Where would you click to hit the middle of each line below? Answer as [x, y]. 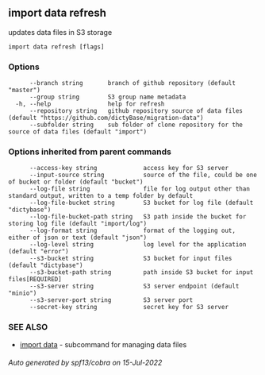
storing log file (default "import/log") [78, 224]
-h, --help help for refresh [90, 104]
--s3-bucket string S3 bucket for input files [131, 259]
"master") [25, 91]
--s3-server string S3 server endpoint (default [134, 286]
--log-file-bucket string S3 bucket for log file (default [141, 203]
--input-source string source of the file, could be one [143, 175]
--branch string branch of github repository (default [132, 83]
